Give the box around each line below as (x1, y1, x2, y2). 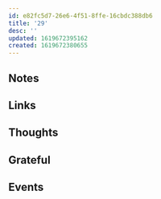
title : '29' (8, 19, 48, 27)
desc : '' (8, 26, 38, 35)
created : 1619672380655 (8, 42, 89, 50)
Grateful (8, 153, 51, 167)
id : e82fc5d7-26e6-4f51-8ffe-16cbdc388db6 (8, 11, 153, 20)
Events (8, 181, 44, 194)
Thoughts (8, 126, 59, 140)
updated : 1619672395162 (8, 34, 89, 43)
